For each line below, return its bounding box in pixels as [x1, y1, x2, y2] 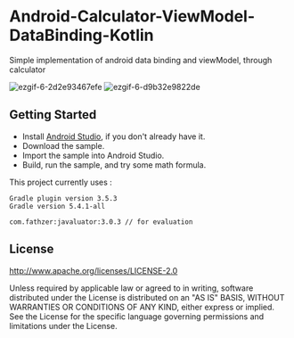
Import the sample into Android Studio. [21, 150, 165, 161]
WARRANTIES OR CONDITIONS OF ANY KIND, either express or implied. [9, 301, 274, 312]
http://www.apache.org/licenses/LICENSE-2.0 [9, 265, 178, 276]
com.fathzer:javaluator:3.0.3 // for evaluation [9, 217, 193, 227]
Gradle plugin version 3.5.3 [9, 194, 118, 202]
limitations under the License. [9, 320, 118, 331]
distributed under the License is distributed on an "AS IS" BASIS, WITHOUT [9, 292, 285, 302]
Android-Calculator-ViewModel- [9, 6, 256, 27]
